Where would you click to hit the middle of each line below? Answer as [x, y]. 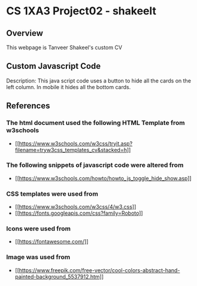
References [28, 106]
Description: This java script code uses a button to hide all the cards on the [99, 80]
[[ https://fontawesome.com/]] [51, 242]
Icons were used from [38, 229]
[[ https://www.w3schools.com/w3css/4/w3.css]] [75, 207]
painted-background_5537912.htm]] [59, 276]
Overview [25, 33]
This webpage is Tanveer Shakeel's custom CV [64, 47]
